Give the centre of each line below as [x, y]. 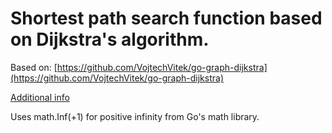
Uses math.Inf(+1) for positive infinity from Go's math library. [135, 116]
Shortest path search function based [166, 18]
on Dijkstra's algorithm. [110, 39]
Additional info [40, 97]
